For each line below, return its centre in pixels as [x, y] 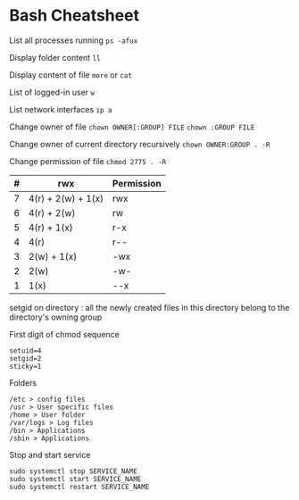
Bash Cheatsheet [75, 16]
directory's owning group [56, 317]
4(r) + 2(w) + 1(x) [66, 198]
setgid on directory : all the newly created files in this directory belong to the [149, 307]
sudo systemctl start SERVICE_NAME [75, 479]
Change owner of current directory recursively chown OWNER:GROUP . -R [140, 144]
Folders [23, 383]
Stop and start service [50, 454]
